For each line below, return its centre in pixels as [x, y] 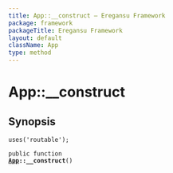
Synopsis [32, 122]
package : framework [41, 23]
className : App [33, 45]
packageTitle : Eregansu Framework [66, 30]
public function [35, 154]
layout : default [35, 38]
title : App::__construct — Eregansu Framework [87, 16]
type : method [30, 53]
